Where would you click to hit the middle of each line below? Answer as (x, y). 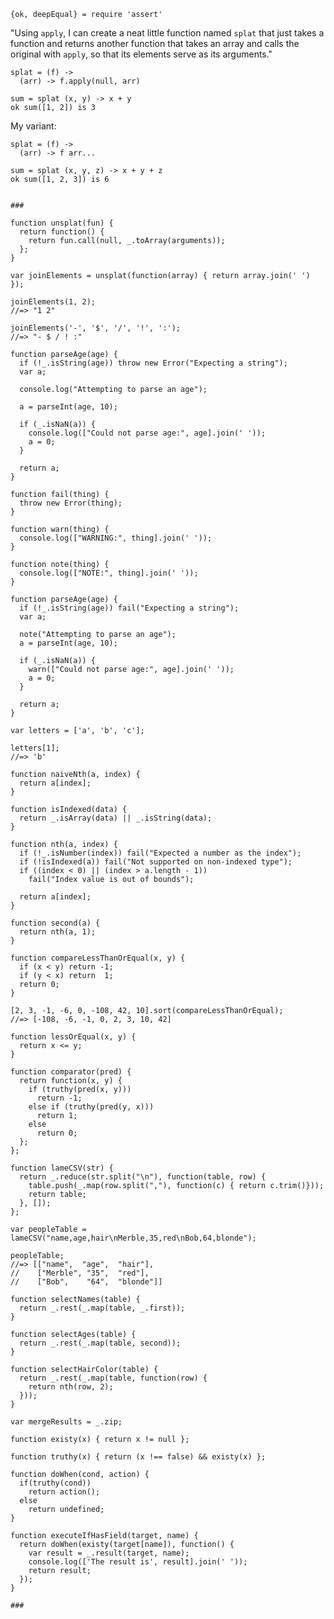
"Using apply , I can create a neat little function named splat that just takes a (167, 33)
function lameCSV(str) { (62, 1168)
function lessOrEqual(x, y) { (73, 1037)
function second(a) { (55, 923)
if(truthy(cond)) (55, 1483)
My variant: (33, 126)
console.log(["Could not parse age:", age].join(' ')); (147, 433)
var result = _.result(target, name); (109, 1553)
